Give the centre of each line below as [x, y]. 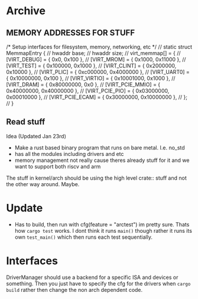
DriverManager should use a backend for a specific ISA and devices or [92, 277]
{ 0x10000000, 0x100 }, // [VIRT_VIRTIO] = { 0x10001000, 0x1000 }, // [91, 78]
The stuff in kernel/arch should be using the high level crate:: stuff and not [97, 178]
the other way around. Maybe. [43, 184]
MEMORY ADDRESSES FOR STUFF [71, 33]
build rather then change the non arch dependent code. [74, 290]
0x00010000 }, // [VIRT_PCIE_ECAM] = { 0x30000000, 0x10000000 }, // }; [97, 97]
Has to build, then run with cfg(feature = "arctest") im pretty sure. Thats [102, 224]
